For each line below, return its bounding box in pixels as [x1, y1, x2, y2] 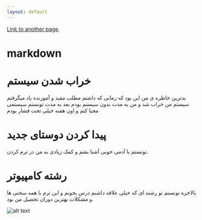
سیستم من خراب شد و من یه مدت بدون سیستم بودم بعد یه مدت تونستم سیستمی [7, 100, 189, 107]
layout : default [7, 8, 48, 15]
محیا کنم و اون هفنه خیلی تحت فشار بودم [7, 107, 99, 114]
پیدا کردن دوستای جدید [7, 128, 107, 142]
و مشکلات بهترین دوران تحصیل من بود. [7, 195, 94, 203]
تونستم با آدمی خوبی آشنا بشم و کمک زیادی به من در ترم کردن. [7, 148, 148, 155]
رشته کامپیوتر [7, 169, 67, 183]
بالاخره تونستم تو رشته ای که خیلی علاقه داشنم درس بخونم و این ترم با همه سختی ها [7, 189, 197, 196]
